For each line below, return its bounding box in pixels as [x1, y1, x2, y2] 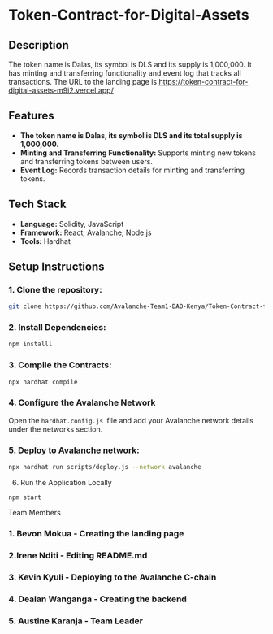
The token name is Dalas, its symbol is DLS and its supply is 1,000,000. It [8, 59, 252, 69]
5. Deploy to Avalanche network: [8, 445, 140, 456]
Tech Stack [8, 198, 67, 211]
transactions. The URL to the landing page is [8, 77, 157, 86]
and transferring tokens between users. [19, 156, 153, 166]
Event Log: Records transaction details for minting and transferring [19, 165, 245, 175]
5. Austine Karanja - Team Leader [8, 615, 144, 627]
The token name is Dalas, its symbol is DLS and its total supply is [19, 130, 243, 140]
